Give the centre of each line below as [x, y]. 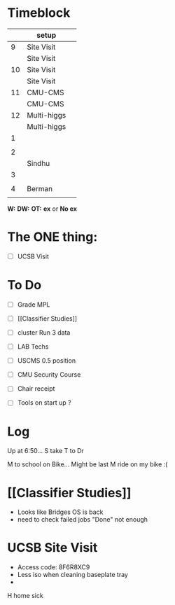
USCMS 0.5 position [46, 361]
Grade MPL [34, 304]
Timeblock [39, 13]
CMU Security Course [49, 375]
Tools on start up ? [44, 403]
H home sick [25, 596]
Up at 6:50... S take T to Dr [45, 451]
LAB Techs [33, 347]
